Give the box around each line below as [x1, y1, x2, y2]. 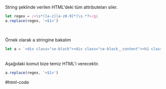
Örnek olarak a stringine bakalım [5, 37, 71, 43]
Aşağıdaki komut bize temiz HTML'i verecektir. [5, 60, 100, 66]
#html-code [5, 79, 29, 85]
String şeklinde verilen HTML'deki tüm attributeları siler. [5, 4, 118, 10]
